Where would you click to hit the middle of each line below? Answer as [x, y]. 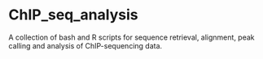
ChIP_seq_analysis [73, 15]
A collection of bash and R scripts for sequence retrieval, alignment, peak [131, 37]
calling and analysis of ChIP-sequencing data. [85, 45]
